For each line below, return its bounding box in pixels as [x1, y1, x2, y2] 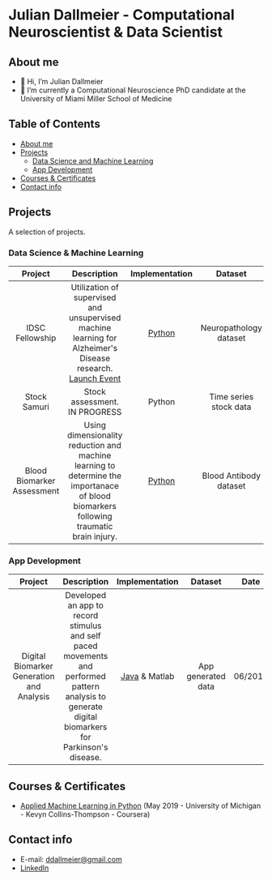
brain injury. [72, 531, 118, 542]
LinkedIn [19, 863, 49, 873]
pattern [71, 681, 100, 692]
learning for [72, 332, 117, 344]
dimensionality [67, 429, 123, 441]
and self [70, 630, 101, 642]
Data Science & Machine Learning [8, 247, 144, 258]
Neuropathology [200, 322, 263, 333]
